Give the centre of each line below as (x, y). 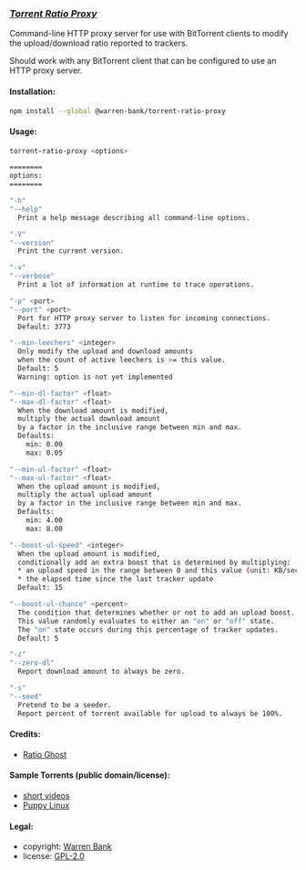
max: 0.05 (45, 453)
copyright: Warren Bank (67, 846)
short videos (46, 795)
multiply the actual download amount (89, 419)
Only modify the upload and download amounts (106, 351)
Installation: (33, 91)
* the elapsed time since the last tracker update (116, 579)
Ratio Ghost (44, 754)
